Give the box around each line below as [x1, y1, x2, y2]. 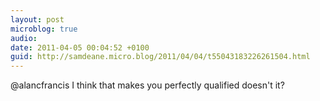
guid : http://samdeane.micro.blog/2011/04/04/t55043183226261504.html [10, 52, 311, 62]
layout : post [10, 14, 65, 25]
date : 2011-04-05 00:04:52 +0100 [10, 42, 150, 53]
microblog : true [10, 24, 78, 34]
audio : [10, 33, 38, 43]
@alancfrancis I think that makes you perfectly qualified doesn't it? [10, 79, 285, 91]
